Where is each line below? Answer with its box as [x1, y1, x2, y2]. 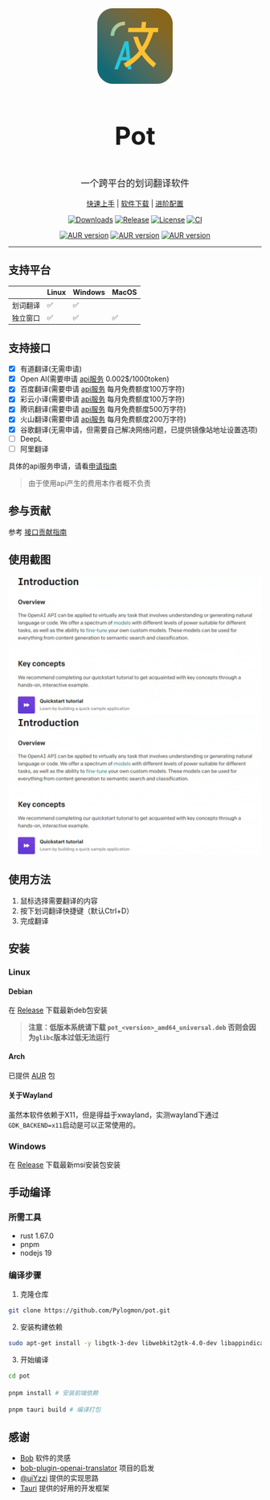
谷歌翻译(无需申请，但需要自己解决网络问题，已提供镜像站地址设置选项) [19, 425, 258, 434]
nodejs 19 [19, 1248, 52, 1257]
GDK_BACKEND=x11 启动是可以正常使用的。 [8, 1120, 141, 1129]
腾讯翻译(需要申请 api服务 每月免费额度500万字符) [19, 405, 186, 414]
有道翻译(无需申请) [19, 364, 82, 374]
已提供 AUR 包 [8, 1070, 55, 1080]
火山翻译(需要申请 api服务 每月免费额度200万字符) [19, 414, 186, 424]
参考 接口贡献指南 [8, 527, 67, 537]
